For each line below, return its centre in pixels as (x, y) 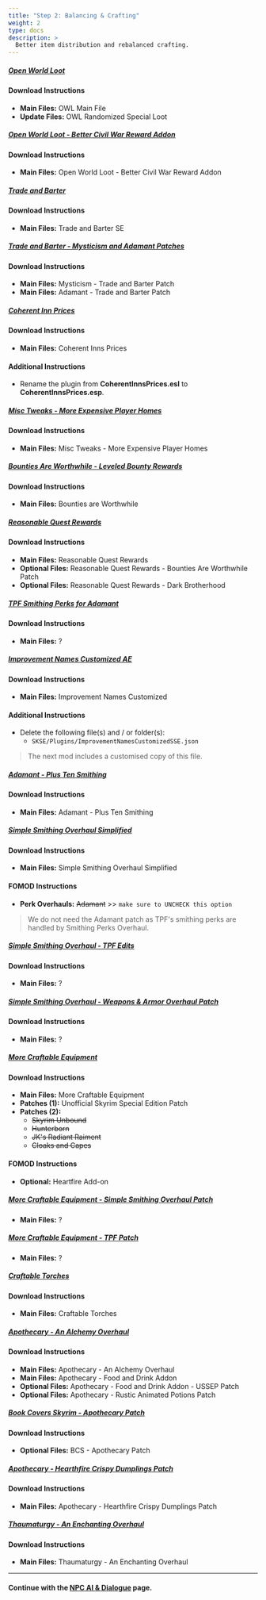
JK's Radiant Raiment (66, 1137)
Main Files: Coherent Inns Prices (73, 348)
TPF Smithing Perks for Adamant (63, 603)
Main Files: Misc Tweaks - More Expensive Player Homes (114, 448)
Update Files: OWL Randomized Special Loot (93, 117)
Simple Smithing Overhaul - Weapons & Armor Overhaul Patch (114, 1001)
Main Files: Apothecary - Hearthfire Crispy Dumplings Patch (118, 1506)
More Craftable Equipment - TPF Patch (73, 1237)
